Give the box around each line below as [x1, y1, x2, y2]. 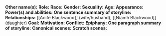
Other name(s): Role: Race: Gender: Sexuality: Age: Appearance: [5, 4, 144, 10]
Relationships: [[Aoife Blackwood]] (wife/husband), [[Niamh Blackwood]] [5, 15, 157, 20]
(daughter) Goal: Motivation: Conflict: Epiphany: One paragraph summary [5, 20, 161, 26]
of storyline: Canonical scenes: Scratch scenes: [5, 25, 107, 31]
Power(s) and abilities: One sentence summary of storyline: [5, 9, 132, 15]
